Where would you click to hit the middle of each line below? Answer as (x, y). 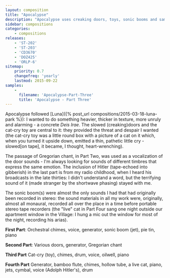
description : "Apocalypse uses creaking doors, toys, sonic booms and (81, 19)
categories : (18, 29)
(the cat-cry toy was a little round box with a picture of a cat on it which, (80, 135)
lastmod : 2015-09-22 (36, 81)
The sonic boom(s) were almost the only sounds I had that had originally (80, 193)
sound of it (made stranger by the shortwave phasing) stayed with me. (79, 183)
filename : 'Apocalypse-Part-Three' (56, 95)
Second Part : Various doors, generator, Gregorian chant (64, 245)
